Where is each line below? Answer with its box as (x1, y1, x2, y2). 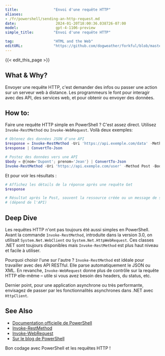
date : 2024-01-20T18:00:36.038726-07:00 (5, 21, 126, 26)
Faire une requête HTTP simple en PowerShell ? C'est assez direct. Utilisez (5, 122, 156, 128)
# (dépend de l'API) (5, 200, 48, 205)
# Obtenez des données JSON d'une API (5, 137, 84, 141)
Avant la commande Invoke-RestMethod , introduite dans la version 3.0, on (5, 232, 152, 238)
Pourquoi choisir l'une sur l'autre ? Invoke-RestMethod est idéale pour (5, 257, 144, 263)
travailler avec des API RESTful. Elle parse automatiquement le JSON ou (5, 262, 151, 268)
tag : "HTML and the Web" (5, 39, 93, 44)
